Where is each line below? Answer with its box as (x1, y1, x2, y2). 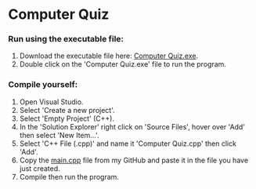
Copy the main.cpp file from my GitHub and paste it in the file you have (19, 155, 249, 165)
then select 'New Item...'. (19, 130, 99, 140)
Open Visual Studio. (19, 96, 84, 107)
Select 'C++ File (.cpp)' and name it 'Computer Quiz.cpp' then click (19, 139, 237, 148)
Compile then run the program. (19, 172, 120, 181)
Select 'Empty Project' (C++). (19, 114, 115, 123)
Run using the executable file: (8, 34, 124, 45)
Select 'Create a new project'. (19, 105, 115, 114)
